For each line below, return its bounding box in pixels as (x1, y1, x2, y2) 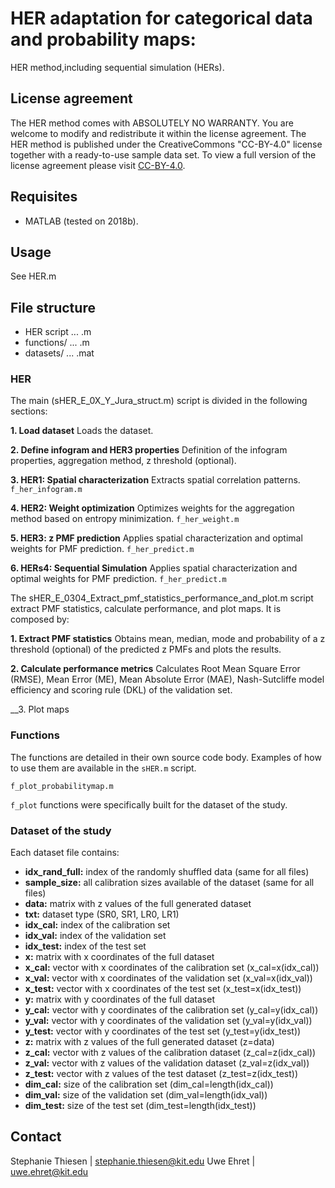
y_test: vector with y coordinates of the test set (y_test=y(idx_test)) (24, 1025, 302, 1037)
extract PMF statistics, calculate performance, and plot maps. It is (10, 603, 282, 615)
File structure (10, 299, 96, 316)
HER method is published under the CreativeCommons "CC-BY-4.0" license (10, 138, 323, 150)
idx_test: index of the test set (24, 940, 147, 952)
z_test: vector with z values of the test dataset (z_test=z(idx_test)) (24, 1068, 299, 1080)
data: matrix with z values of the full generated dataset (24, 898, 252, 910)
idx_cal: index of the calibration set (24, 919, 171, 931)
